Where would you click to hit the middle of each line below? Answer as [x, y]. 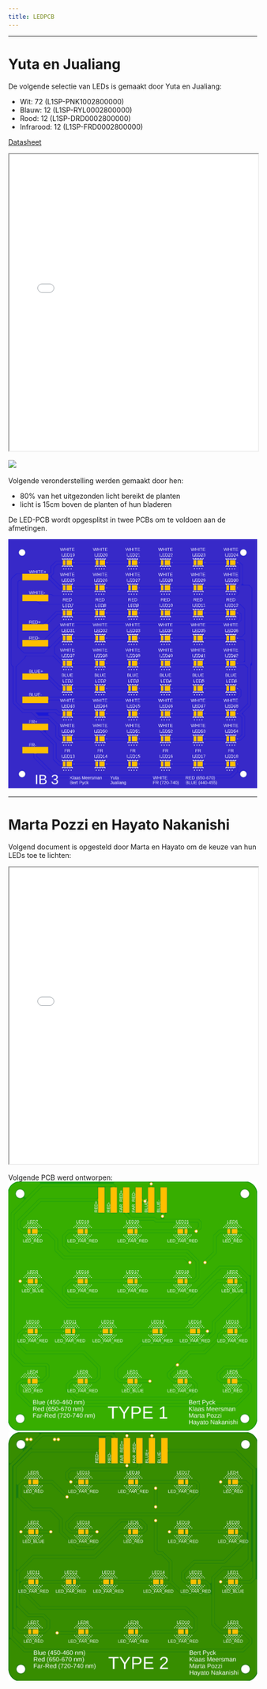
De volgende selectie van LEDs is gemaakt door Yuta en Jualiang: [115, 86]
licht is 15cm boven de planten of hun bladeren [96, 504]
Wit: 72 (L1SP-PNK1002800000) [72, 101]
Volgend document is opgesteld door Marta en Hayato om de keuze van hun [132, 847]
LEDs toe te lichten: [40, 855]
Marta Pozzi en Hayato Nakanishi [119, 824]
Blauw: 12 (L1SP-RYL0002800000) [76, 110]
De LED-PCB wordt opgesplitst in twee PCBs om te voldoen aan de [117, 520]
